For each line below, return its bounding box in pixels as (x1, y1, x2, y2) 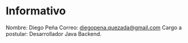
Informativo (5, 4, 66, 18)
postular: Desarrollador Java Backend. (5, 30, 102, 37)
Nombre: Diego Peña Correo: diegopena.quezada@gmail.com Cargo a (5, 24, 182, 31)
